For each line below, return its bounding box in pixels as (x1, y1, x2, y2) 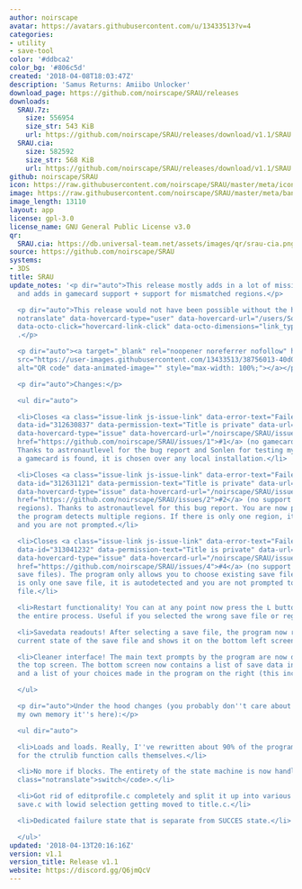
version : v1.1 (9, 849, 63, 858)
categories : (9, 30, 54, 39)
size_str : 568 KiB (25, 155, 94, 165)
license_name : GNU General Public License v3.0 (9, 222, 191, 231)
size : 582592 (25, 147, 75, 156)
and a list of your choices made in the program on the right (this (17, 669, 280, 678)
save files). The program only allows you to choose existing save (17, 570, 276, 579)
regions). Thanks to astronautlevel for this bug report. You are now (17, 504, 288, 513)
